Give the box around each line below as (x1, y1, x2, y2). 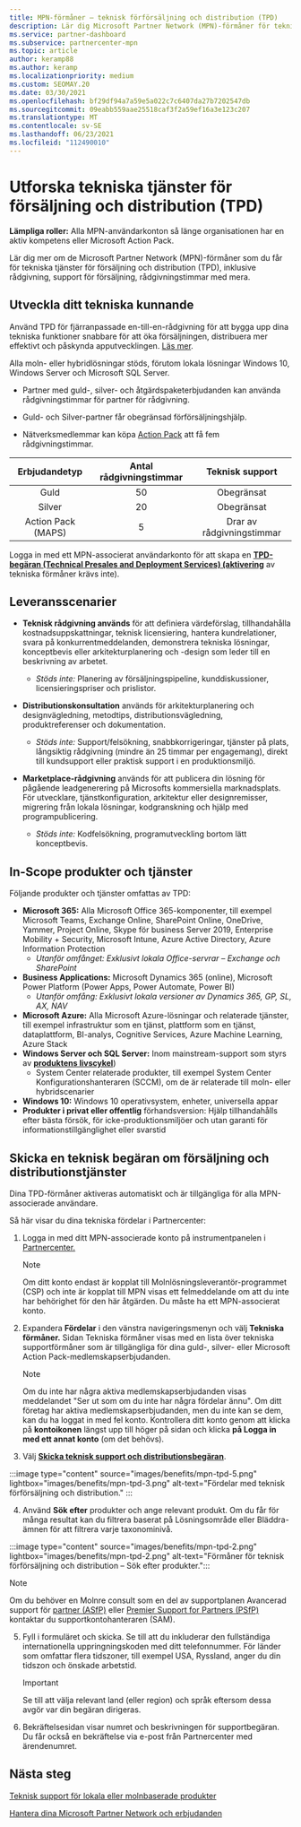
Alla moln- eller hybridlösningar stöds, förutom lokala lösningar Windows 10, (9, 358, 290, 368)
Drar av (226, 515, 258, 527)
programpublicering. (21, 811, 99, 822)
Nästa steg (9, 1767, 72, 1782)
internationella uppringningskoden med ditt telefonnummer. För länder (21, 1641, 281, 1651)
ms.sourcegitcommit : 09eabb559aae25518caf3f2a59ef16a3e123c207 (9, 105, 251, 114)
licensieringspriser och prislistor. (35, 683, 157, 694)
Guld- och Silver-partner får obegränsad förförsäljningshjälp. (21, 411, 247, 422)
